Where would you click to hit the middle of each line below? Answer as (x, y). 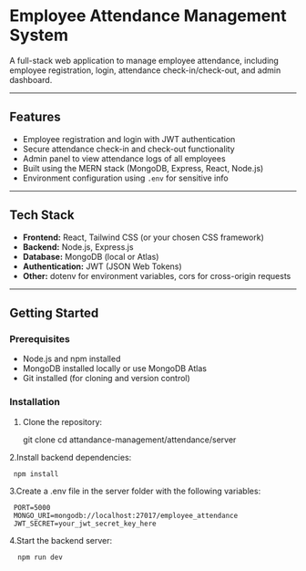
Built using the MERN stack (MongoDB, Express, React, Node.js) (143, 168)
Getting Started (54, 312)
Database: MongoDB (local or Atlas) (91, 256)
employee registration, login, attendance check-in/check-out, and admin (145, 70)
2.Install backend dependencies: (71, 457)
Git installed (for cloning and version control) (107, 379)
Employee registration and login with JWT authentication (129, 139)
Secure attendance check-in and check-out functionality (128, 149)
